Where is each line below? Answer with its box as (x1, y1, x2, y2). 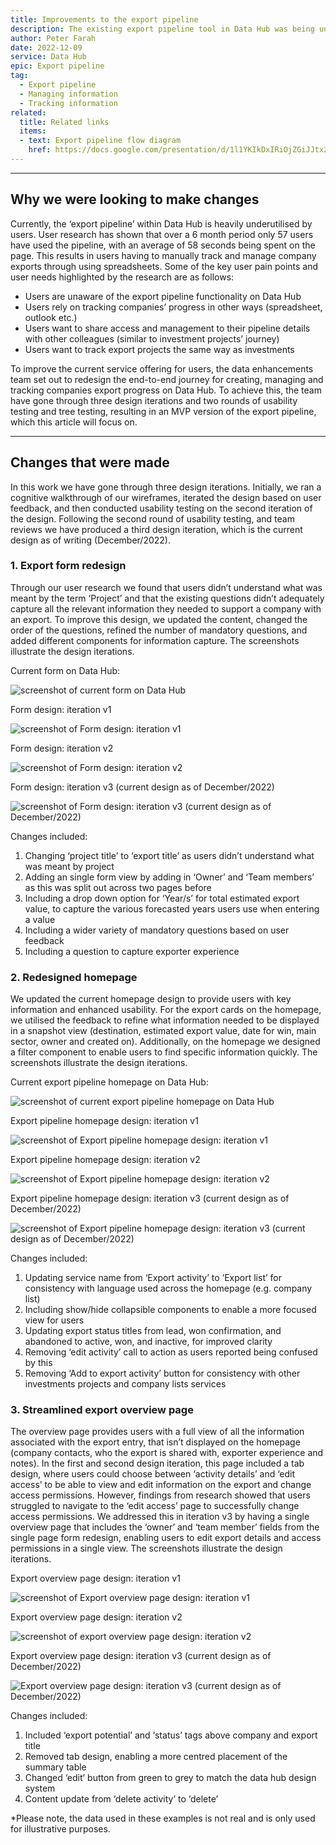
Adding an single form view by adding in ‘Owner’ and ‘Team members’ (24, 871, 315, 883)
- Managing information (19, 89, 118, 99)
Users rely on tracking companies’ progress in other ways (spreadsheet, (24, 301, 323, 313)
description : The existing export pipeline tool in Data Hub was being (10, 24, 315, 34)
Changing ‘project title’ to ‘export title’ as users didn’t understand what (24, 849, 315, 861)
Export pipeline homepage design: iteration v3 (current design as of (10, 1192, 290, 1205)
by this (24, 1357, 53, 1369)
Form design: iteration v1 (10, 703, 112, 715)
